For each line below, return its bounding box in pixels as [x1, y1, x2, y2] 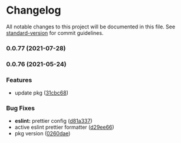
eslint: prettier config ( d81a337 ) [14, 118, 93, 125]
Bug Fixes [6, 104, 35, 112]
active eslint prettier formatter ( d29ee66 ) [14, 123, 114, 131]
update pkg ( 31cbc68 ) [14, 89, 69, 96]
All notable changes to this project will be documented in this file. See [6, 23, 176, 30]
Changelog [6, 4, 61, 17]
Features [6, 76, 32, 84]
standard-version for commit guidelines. [6, 29, 104, 36]
